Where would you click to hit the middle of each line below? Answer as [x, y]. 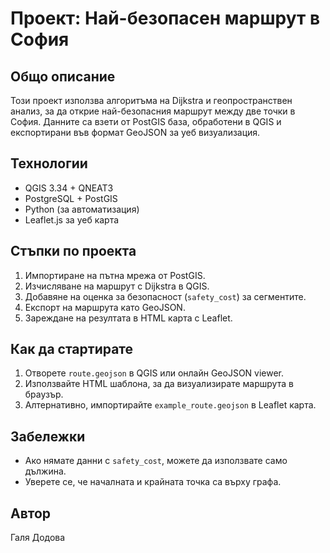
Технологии [49, 163]
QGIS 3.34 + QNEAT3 [69, 188]
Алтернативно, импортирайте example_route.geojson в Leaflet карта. [170, 405]
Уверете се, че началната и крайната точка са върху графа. [153, 482]
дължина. [45, 471]
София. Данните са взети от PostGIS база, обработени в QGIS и [146, 121]
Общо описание [63, 76]
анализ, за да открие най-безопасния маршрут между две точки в [153, 111]
